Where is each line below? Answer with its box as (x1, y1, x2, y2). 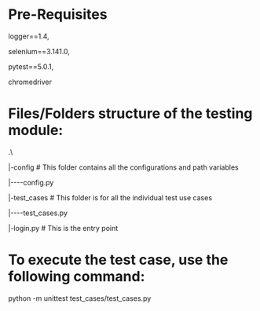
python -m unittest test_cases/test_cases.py (8, 293, 152, 303)
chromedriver (8, 77, 53, 86)
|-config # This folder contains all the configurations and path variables (8, 163, 239, 172)
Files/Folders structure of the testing (8, 104, 253, 123)
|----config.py (8, 177, 54, 187)
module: (8, 122, 64, 139)
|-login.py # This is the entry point (8, 223, 119, 232)
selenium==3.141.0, (8, 46, 71, 56)
